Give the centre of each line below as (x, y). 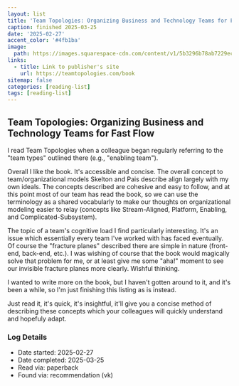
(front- (219, 245)
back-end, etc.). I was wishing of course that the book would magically (126, 253)
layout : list (27, 14)
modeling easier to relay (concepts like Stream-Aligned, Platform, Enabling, (117, 209)
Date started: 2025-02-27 (55, 353)
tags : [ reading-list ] (39, 93)
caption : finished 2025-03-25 (52, 27)
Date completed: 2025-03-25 (61, 360)
